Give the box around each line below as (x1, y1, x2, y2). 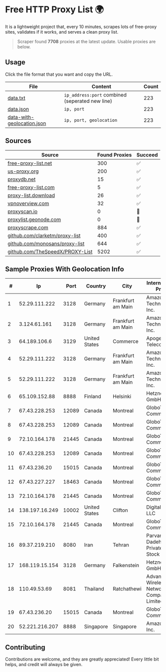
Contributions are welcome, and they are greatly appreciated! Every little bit (5, 656, 159, 662)
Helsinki (113, 393, 132, 400)
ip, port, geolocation (64, 117, 118, 123)
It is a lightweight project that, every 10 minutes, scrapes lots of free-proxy (5, 23, 157, 30)
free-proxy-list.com (7, 184, 55, 191)
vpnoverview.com (7, 200, 49, 207)
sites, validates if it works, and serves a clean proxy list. (5, 29, 119, 35)
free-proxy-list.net (7, 159, 52, 166)
